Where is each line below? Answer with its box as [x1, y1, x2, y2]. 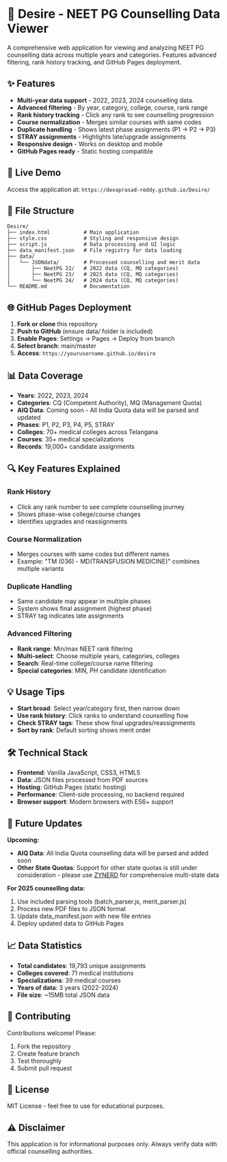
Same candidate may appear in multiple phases [16, 597, 151, 605]
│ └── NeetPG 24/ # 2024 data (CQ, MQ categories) [7, 277, 179, 284]
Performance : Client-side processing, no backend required [16, 790, 185, 799]
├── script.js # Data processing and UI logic [7, 241, 176, 248]
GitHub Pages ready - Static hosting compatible [16, 147, 154, 155]
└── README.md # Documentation [7, 283, 130, 290]
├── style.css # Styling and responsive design [7, 235, 179, 242]
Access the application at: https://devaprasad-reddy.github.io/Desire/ [7, 185, 211, 193]
